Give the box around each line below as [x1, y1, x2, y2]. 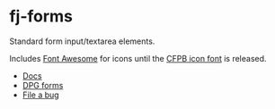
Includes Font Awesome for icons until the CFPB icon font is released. [9, 53, 267, 63]
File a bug [22, 89, 60, 100]
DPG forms [22, 80, 64, 90]
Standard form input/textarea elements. [9, 36, 155, 46]
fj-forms [9, 6, 74, 27]
